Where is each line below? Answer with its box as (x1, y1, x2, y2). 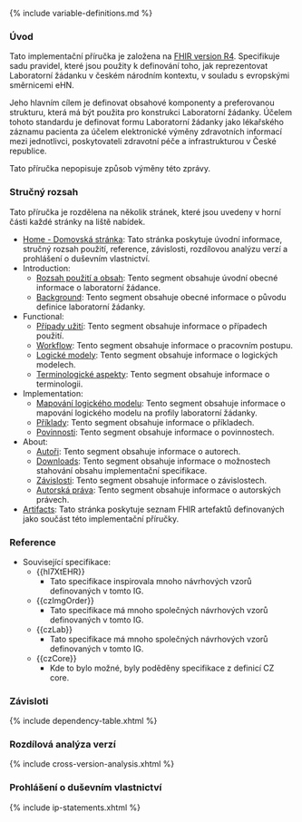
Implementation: (22, 387, 83, 398)
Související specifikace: (22, 556, 112, 567)
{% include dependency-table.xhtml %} (9, 716, 158, 727)
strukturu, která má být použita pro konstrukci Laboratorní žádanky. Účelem (9, 107, 293, 118)
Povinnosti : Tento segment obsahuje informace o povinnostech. (35, 426, 275, 437)
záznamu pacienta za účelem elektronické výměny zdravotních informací (9, 126, 283, 137)
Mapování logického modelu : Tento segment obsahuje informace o (35, 397, 286, 408)
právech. (35, 494, 70, 504)
